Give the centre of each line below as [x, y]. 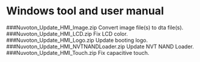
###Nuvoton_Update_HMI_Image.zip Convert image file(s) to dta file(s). [95, 27]
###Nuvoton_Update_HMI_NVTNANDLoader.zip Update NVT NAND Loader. [100, 46]
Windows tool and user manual [85, 11]
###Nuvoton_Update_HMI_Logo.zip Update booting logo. [77, 40]
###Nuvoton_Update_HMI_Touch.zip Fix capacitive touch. [78, 52]
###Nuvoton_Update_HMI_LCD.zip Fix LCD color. [67, 33]
